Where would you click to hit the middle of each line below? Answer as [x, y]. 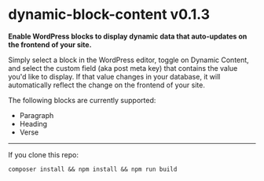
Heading [33, 124]
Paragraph [37, 115]
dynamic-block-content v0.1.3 [109, 15]
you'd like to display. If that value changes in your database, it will [114, 76]
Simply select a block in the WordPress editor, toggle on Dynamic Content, [128, 60]
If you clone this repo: [44, 154]
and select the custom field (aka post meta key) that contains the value [123, 68]
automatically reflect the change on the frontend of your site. [107, 85]
